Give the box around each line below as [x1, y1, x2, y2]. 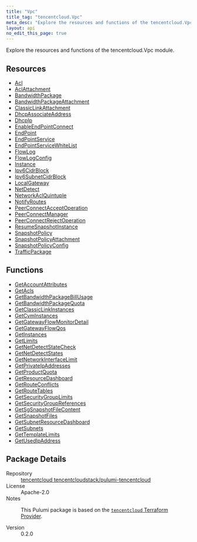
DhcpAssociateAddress [14, 110, 72, 118]
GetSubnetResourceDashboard [14, 418, 90, 425]
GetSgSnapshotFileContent [14, 405, 81, 413]
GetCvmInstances [14, 312, 59, 319]
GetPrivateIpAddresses [14, 362, 71, 369]
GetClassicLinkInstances [14, 305, 74, 312]
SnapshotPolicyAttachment [14, 235, 80, 242]
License [6, 482, 25, 489]
